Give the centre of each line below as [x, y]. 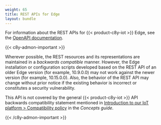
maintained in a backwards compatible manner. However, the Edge [72, 62]
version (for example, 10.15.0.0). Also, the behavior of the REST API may [77, 78]
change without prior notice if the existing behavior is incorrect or [71, 83]
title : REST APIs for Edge [32, 14]
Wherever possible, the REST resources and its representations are [72, 57]
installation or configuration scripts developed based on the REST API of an [81, 67]
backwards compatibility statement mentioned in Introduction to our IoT [77, 103]
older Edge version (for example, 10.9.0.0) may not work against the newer [80, 73]
